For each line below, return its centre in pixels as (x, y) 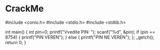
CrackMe (24, 9)
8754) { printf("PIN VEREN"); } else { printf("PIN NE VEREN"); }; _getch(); (80, 37)
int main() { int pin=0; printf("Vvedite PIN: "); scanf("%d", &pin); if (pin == (80, 32)
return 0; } (16, 42)
